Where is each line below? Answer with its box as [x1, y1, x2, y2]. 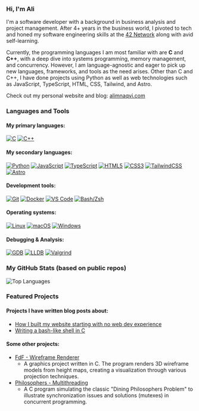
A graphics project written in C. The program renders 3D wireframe [23, 360, 189, 367]
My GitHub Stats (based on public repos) [6, 264, 127, 273]
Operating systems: [6, 209, 57, 216]
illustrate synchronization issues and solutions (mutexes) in [23, 391, 169, 398]
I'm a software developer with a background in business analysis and [6, 18, 176, 26]
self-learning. [6, 38, 39, 45]
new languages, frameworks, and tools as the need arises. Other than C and [6, 68, 193, 75]
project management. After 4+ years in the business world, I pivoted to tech [6, 24, 192, 32]
